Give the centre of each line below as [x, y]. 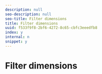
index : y [14, 32]
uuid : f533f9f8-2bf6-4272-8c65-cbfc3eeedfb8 [51, 28]
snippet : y [16, 42]
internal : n [17, 37]
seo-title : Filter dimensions [36, 19]
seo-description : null [28, 14]
